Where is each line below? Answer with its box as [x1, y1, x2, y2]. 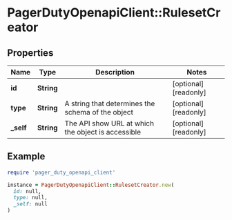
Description [95, 68, 135, 77]
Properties [7, 47, 54, 59]
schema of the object [64, 108, 133, 117]
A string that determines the [64, 99, 155, 108]
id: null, [13, 188, 41, 194]
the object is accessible [64, 128, 142, 137]
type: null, [13, 194, 48, 201]
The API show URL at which [64, 119, 154, 128]
